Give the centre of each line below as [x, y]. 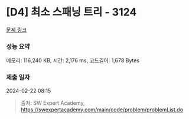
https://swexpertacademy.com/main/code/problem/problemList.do [102, 110]
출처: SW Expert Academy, [53, 103]
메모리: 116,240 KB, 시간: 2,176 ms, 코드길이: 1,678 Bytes [73, 60]
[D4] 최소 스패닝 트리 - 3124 [71, 12]
